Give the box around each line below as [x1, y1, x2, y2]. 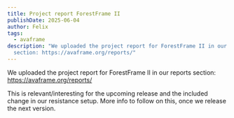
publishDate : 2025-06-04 [7, 17, 80, 24]
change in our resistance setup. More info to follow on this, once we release [7, 96, 226, 105]
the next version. [7, 104, 56, 112]
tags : [7, 29, 23, 37]
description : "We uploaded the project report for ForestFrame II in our [7, 43, 228, 50]
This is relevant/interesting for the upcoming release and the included [7, 89, 208, 98]
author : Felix [7, 23, 49, 30]
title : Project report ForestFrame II [7, 10, 121, 17]
